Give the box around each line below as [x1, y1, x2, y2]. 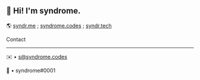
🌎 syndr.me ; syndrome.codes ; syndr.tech [6, 22, 112, 29]
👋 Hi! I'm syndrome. [6, 6, 81, 16]
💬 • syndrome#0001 [6, 66, 55, 74]
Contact [6, 36, 26, 43]
